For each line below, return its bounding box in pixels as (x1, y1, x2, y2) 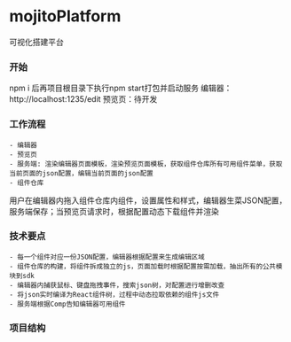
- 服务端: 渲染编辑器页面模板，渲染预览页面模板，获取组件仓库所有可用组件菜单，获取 (9, 159, 283, 168)
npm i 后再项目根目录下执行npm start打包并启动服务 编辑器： (9, 82, 232, 94)
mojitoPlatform (9, 6, 122, 27)
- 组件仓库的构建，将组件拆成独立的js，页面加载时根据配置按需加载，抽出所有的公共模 (9, 261, 283, 271)
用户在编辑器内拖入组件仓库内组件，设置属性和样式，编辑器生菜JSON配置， (9, 195, 287, 206)
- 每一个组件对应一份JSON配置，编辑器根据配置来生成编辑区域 (9, 253, 206, 261)
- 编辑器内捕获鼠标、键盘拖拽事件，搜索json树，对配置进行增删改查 (9, 281, 224, 290)
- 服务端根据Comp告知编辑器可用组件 (9, 299, 126, 308)
